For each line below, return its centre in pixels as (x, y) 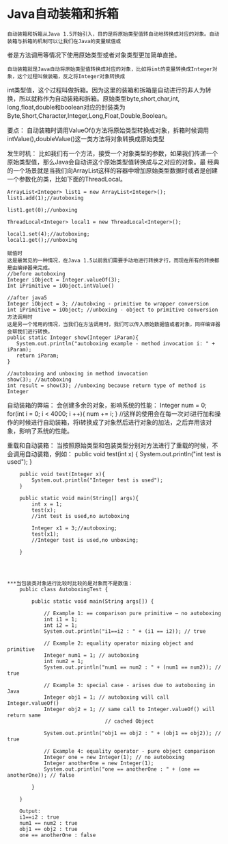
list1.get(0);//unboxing (42, 210)
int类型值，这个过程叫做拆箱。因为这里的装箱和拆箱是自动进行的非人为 (106, 90)
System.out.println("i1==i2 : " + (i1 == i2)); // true (125, 631)
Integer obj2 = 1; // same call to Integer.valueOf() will (129, 709)
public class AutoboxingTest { (64, 589)
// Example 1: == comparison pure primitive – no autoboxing (132, 613)
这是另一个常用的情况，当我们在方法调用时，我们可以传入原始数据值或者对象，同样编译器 (114, 324)
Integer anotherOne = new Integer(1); (99, 763)
